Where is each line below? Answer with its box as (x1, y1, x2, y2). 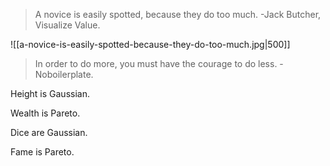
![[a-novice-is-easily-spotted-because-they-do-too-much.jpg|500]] (10, 39, 291, 50)
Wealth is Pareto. (10, 107, 81, 119)
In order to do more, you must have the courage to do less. (34, 58, 278, 69)
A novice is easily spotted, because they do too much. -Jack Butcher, (34, 9, 322, 20)
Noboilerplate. (34, 69, 94, 80)
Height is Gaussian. (10, 88, 90, 99)
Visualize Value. (34, 19, 101, 31)
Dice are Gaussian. (10, 127, 88, 138)
